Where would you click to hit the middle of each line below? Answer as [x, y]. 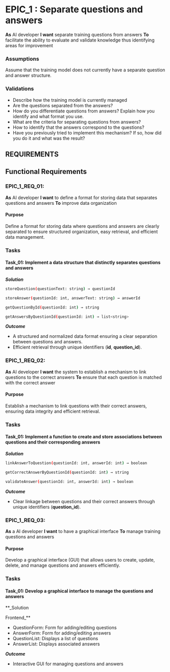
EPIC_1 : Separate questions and [74, 9]
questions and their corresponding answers [53, 442]
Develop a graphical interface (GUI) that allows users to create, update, [80, 560]
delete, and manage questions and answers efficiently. [63, 565]
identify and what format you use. [48, 116]
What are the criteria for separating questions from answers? [77, 122]
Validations [20, 89]
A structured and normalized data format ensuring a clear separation [85, 336]
